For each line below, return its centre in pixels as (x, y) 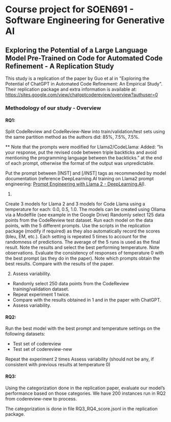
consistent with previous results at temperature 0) (58, 365)
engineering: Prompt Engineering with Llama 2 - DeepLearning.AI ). (76, 184)
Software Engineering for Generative (85, 20)
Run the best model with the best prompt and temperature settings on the (83, 328)
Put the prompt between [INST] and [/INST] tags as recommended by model (86, 173)
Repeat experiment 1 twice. (41, 294)
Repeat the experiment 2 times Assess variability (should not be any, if (80, 359)
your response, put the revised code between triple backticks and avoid (81, 153)
